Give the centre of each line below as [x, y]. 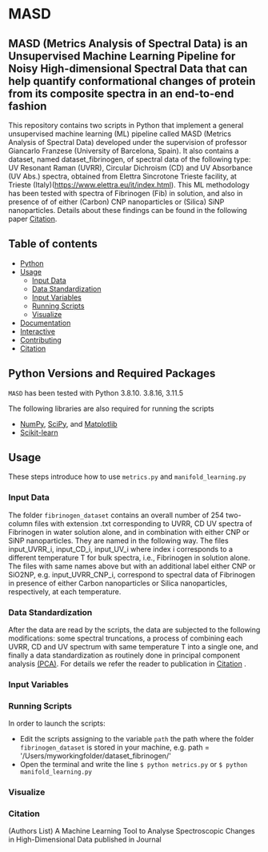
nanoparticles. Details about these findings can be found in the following [128, 210]
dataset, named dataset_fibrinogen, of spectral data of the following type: [130, 159]
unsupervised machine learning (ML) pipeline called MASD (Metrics [120, 134]
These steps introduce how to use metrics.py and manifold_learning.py [127, 476]
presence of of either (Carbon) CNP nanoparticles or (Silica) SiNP [116, 202]
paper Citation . [33, 219]
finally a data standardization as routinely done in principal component [124, 655]
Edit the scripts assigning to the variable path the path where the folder [137, 739]
